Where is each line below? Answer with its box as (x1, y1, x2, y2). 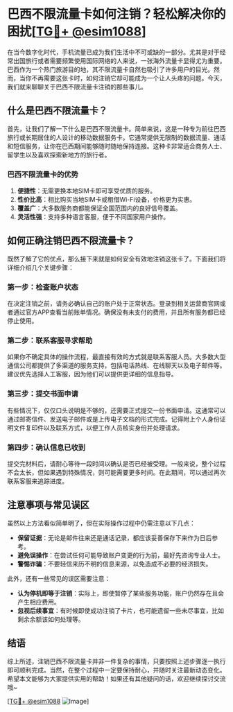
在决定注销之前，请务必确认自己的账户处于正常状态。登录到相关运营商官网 (7, 299, 220, 308)
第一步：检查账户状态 (7, 282, 78, 292)
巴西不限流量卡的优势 (7, 169, 78, 179)
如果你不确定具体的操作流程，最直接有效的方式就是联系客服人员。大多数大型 (7, 353, 226, 361)
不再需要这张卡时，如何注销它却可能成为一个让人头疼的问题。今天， (31, 73, 226, 82)
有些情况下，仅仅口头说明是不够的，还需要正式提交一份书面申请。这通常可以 (7, 406, 226, 415)
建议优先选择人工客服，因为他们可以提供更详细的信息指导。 (7, 370, 178, 379)
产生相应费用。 (17, 598, 60, 606)
